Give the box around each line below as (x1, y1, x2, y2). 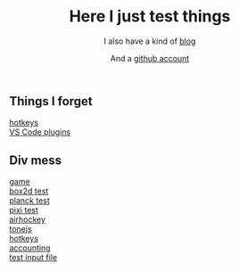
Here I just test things (69, 6, 231, 27)
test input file (9, 252, 58, 263)
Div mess (9, 152, 62, 168)
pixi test (9, 205, 38, 216)
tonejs (9, 224, 33, 234)
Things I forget (9, 94, 94, 109)
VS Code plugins (9, 127, 71, 137)
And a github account (110, 53, 190, 63)
